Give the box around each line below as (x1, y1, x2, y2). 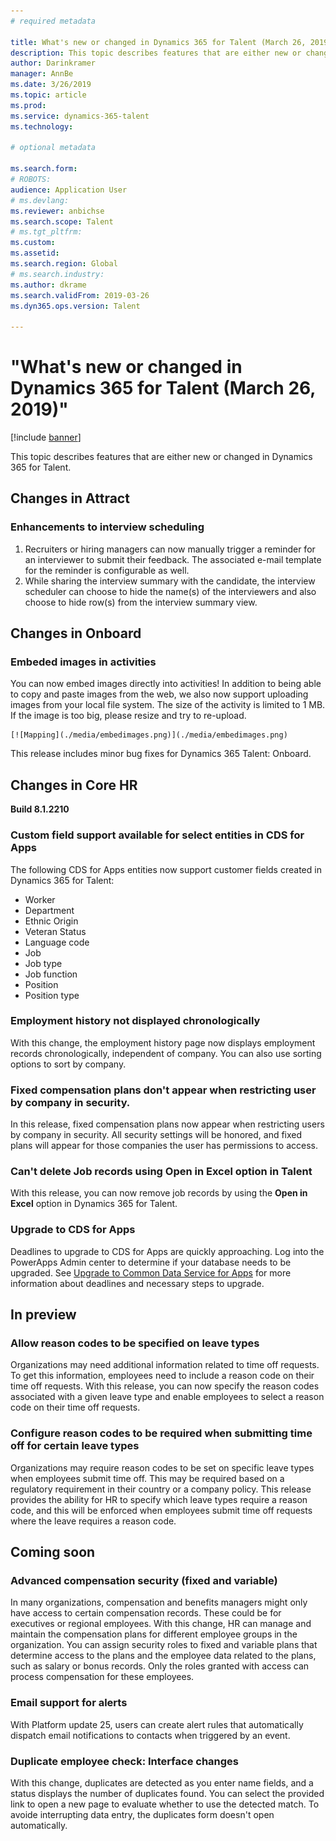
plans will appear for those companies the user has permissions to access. (10, 1140, 318, 1152)
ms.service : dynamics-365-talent (10, 111, 150, 121)
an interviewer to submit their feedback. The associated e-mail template (24, 553, 322, 565)
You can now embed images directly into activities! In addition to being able (10, 678, 322, 690)
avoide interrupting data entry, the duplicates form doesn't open (10, 1809, 275, 1820)
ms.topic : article (10, 90, 87, 100)
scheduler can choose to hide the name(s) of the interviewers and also (24, 585, 317, 597)
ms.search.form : (10, 164, 78, 174)
